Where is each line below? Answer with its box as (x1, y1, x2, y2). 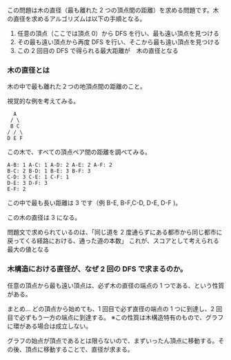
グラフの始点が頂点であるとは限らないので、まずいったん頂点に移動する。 (7, 337, 219, 345)
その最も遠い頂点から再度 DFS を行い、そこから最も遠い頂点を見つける (17, 38, 221, 46)
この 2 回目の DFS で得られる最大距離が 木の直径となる (17, 47, 179, 54)
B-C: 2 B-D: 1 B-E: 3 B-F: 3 (7, 168, 91, 174)
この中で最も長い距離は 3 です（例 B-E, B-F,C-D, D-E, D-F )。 (7, 199, 182, 207)
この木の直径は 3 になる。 (7, 213, 81, 222)
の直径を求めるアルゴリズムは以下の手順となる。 (7, 14, 146, 23)
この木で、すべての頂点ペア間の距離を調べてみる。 (7, 148, 152, 157)
